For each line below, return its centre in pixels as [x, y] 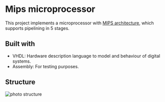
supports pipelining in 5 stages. [37, 28]
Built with [20, 44]
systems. [22, 61]
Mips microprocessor [50, 9]
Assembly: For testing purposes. [45, 66]
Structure [20, 82]
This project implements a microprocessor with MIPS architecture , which [80, 23]
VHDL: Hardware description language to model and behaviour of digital [86, 56]
